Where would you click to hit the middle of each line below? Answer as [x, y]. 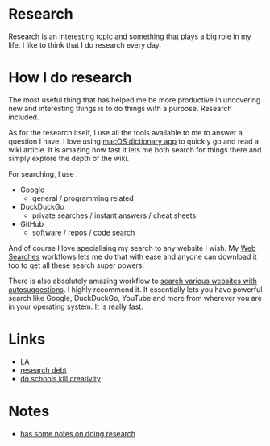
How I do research [70, 78]
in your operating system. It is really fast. [76, 306]
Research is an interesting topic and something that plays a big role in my [130, 36]
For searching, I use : [43, 173]
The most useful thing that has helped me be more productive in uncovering [135, 100]
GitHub [32, 223]
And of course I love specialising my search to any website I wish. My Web [132, 248]
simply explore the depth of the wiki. [69, 158]
